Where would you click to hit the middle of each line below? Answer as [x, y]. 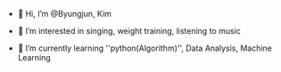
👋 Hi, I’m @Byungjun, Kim [64, 14]
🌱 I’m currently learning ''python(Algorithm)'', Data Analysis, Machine [145, 48]
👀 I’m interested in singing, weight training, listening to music [129, 31]
